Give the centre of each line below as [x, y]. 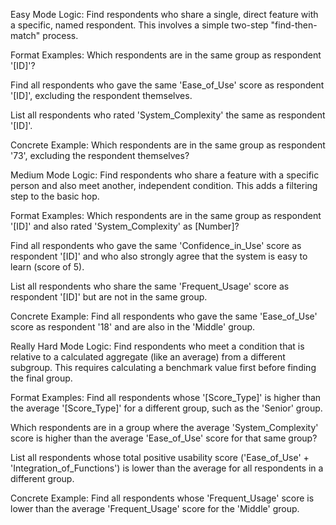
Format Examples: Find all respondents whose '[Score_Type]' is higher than [166, 397]
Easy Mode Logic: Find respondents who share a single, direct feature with [164, 14]
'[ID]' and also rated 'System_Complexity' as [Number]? [125, 226]
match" [25, 35]
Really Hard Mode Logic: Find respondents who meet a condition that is [157, 346]
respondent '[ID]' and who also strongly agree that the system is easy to [159, 256]
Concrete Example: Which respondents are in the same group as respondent [168, 145]
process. [60, 35]
